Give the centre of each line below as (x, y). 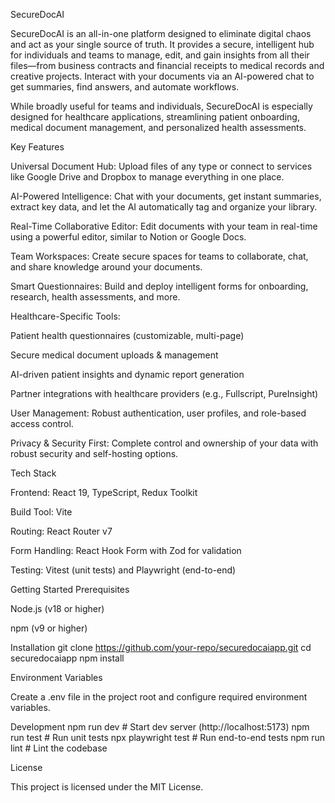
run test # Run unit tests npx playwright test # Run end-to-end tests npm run (168, 737)
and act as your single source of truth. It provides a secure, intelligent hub (162, 44)
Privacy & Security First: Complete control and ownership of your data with (164, 443)
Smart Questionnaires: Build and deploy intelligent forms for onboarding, (159, 286)
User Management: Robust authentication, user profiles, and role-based (158, 413)
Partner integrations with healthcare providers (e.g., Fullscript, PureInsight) (164, 393)
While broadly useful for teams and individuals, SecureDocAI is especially (161, 106)
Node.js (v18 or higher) (57, 608)
